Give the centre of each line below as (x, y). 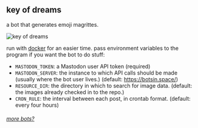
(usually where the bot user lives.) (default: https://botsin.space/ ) (97, 79)
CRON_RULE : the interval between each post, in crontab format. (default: (103, 98)
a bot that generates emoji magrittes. (53, 24)
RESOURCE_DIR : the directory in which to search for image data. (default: (104, 86)
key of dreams (34, 10)
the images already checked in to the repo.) (70, 92)
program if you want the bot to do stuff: (56, 55)
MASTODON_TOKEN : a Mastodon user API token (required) (83, 66)
